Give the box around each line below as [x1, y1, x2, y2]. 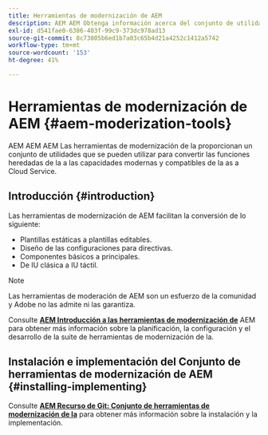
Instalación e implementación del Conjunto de [8, 355, 241, 369]
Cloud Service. [8, 166, 57, 176]
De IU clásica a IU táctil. [19, 260, 98, 270]
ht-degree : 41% [8, 57, 59, 65]
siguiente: [8, 219, 41, 228]
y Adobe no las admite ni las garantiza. [8, 299, 136, 309]
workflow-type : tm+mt [8, 42, 81, 49]
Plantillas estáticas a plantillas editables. [19, 235, 152, 244]
